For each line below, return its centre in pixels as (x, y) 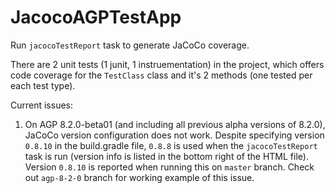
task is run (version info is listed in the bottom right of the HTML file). (166, 156)
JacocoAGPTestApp (96, 17)
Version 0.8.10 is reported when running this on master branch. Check (169, 167)
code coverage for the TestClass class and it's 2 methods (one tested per (161, 75)
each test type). (43, 85)
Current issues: (42, 105)
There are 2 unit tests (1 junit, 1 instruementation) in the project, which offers (167, 64)
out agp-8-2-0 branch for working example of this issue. (139, 177)
